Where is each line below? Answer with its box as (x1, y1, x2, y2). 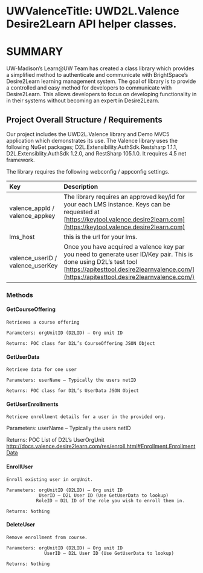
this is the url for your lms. (63, 232, 138, 241)
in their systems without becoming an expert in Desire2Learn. (6, 97, 160, 104)
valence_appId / (9, 204, 55, 212)
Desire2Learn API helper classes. (6, 17, 177, 31)
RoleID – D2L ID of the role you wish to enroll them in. (36, 497, 185, 503)
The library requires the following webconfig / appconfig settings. (6, 168, 170, 175)
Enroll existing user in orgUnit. (6, 476, 94, 482)
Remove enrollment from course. (6, 534, 88, 540)
